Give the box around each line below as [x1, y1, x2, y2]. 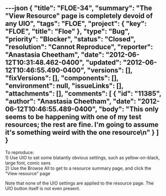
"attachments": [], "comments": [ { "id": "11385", [5, 90, 162, 98]
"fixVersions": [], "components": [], [5, 74, 119, 83]
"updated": [85, 58, 122, 67]
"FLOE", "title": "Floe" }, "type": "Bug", [5, 27, 130, 36]
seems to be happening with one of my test [5, 113, 142, 121]
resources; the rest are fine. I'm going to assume [5, 120, 159, 129]
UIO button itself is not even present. [5, 185, 81, 191]
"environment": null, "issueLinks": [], [5, 82, 124, 90]
